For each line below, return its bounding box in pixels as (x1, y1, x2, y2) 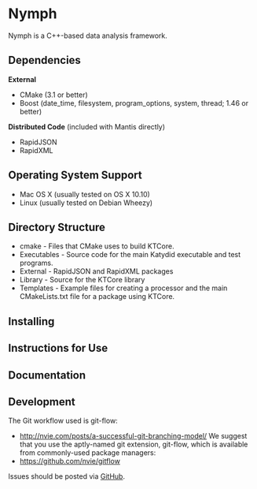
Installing (8, 315, 55, 328)
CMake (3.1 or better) (19, 90, 88, 99)
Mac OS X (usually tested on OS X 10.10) (19, 189, 151, 199)
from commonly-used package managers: (19, 448, 156, 457)
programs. (19, 258, 53, 268)
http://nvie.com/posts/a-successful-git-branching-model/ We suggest (19, 431, 248, 441)
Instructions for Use (8, 342, 108, 355)
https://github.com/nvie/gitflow (19, 457, 120, 466)
